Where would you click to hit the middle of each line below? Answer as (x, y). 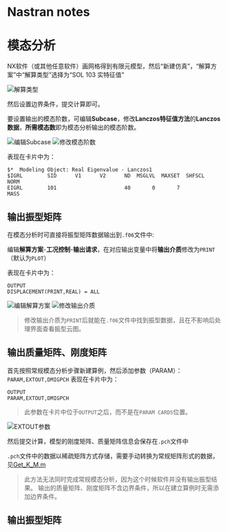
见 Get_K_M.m (27, 464)
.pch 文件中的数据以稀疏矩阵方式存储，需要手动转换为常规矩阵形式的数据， (113, 455)
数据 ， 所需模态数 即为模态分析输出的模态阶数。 (73, 128)
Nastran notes (49, 12)
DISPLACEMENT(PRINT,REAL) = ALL (53, 292)
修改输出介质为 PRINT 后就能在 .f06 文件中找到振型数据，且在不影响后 (120, 320)
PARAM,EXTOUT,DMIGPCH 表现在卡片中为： (63, 379)
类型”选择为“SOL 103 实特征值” (81, 75)
